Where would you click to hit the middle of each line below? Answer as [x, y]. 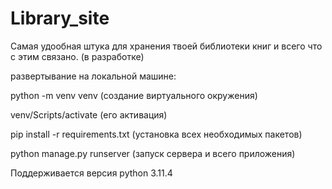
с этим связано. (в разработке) [77, 56]
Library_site [60, 18]
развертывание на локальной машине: [93, 76]
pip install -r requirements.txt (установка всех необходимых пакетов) [156, 134]
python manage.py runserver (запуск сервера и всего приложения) [153, 153]
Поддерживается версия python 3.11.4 [91, 173]
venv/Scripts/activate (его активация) [89, 114]
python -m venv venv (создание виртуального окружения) [134, 95]
